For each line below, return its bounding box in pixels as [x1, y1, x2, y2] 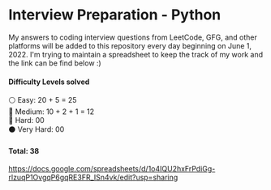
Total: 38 [8, 146, 40, 155]
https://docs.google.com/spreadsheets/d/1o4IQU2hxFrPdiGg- [8, 164, 216, 174]
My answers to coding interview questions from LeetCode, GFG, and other [8, 32, 258, 42]
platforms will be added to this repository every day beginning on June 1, [8, 40, 252, 50]
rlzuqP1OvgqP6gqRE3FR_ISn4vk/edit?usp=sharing [8, 172, 179, 183]
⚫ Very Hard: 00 [8, 125, 65, 134]
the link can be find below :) [8, 58, 101, 68]
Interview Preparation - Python [8, 6, 222, 24]
